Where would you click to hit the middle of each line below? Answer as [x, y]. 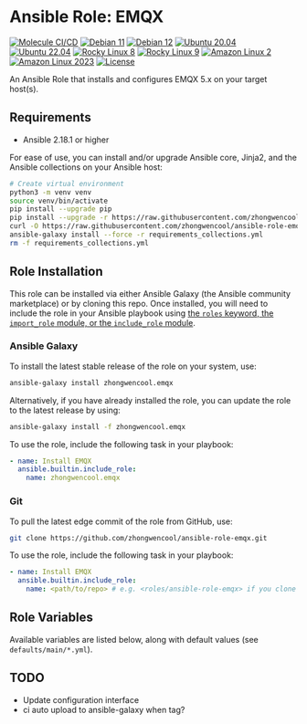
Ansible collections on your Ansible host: [86, 167]
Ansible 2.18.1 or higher [66, 140]
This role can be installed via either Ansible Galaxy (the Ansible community [150, 293]
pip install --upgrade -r [58, 218]
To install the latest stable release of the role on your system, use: [133, 366]
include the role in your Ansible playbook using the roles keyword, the [142, 313]
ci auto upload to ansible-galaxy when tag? [104, 709]
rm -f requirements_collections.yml [79, 243]
